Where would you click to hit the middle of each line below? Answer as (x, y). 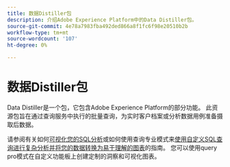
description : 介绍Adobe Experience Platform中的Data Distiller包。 (102, 20)
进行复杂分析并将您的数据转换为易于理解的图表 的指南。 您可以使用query (115, 147)
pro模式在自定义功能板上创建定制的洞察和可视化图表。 (84, 156)
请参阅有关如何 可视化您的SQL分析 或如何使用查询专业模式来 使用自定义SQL (112, 139)
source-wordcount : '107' (42, 39)
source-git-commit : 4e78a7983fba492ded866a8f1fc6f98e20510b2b (98, 26)
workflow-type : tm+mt (38, 33)
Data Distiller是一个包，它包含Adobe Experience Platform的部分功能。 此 (110, 107)
